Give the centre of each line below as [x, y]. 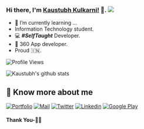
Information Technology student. [54, 29]
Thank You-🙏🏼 [24, 120]
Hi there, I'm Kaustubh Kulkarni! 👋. [56, 10]
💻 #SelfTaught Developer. [47, 36]
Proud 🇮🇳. [28, 51]
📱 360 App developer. [41, 44]
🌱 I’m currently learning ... [46, 23]
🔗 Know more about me [49, 92]
